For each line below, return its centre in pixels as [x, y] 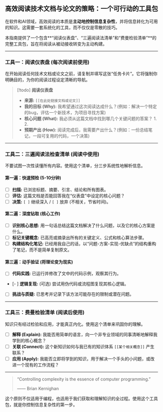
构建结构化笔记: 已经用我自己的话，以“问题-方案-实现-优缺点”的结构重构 [84, 244]
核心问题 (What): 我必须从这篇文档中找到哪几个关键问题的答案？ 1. [90, 119]
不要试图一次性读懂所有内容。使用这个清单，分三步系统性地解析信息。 [75, 166]
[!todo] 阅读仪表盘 [35, 90]
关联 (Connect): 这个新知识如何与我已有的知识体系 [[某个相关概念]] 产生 [83, 346]
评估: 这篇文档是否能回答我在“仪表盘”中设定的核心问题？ [68, 195]
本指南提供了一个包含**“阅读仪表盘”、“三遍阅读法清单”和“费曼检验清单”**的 [81, 37]
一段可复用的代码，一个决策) [61, 136]
